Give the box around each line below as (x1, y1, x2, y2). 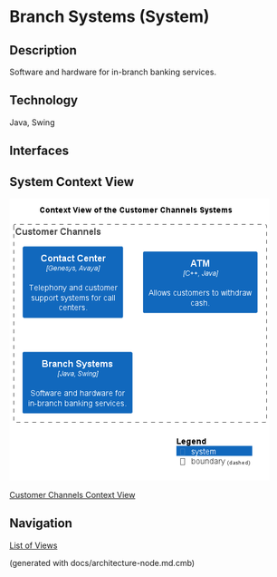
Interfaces (9, 143, 70, 159)
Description (9, 43, 77, 58)
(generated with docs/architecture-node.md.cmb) (9, 557, 196, 568)
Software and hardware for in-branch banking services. (9, 66, 217, 77)
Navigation (9, 515, 72, 532)
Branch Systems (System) (9, 6, 210, 27)
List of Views (9, 540, 58, 551)
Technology (9, 93, 79, 108)
